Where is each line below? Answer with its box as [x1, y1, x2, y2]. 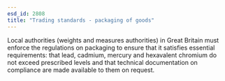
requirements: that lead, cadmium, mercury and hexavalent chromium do [7, 50, 217, 59]
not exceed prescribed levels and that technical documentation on [7, 58, 198, 66]
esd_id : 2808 [7, 10, 45, 17]
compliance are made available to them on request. [7, 66, 155, 74]
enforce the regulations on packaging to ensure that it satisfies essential [7, 43, 215, 52]
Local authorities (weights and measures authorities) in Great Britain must [7, 36, 219, 44]
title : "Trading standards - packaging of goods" [7, 17, 155, 24]
